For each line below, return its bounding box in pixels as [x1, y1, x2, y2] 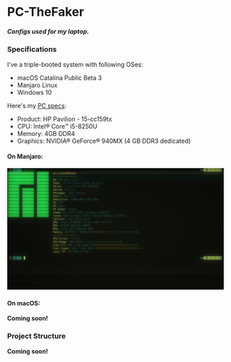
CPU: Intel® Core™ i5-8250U [16, 122, 98, 131]
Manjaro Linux [16, 80, 58, 89]
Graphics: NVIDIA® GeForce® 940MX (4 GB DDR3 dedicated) [16, 137, 191, 145]
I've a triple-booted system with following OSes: [7, 60, 143, 69]
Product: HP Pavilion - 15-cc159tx [16, 115, 112, 123]
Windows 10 [16, 88, 52, 96]
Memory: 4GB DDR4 [16, 129, 76, 137]
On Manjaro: [7, 152, 43, 161]
